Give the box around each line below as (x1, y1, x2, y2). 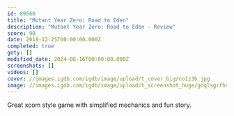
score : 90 (7, 29, 36, 37)
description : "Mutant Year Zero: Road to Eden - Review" (7, 23, 176, 30)
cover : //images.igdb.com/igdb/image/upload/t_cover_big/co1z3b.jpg (7, 75, 210, 82)
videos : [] (7, 68, 39, 75)
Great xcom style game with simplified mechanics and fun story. (7, 101, 192, 109)
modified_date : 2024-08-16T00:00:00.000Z (7, 56, 130, 63)
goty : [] (7, 50, 33, 57)
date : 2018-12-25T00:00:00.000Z (7, 36, 101, 43)
